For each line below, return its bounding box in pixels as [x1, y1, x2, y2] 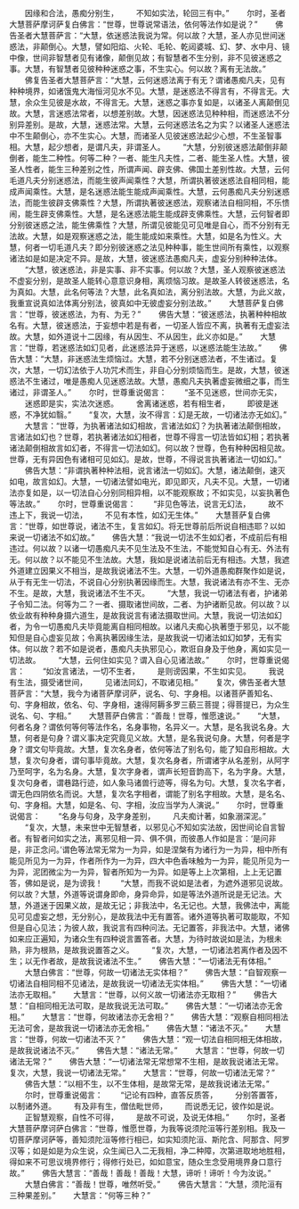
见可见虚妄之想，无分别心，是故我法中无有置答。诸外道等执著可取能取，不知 [9, 911, 290, 922]
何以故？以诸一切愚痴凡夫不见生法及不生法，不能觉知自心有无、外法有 [32, 543, 290, 553]
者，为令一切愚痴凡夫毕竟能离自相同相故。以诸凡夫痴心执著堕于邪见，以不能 [9, 621, 290, 632]
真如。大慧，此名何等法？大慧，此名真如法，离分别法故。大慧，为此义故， [16, 286, 290, 297]
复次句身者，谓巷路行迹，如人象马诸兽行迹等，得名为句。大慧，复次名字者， [9, 777, 290, 788]
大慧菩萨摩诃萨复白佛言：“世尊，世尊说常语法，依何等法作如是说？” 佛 [9, 19, 284, 29]
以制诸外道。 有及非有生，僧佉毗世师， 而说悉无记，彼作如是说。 [9, 1101, 279, 1111]
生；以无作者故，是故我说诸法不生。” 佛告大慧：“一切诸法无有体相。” [9, 956, 271, 966]
